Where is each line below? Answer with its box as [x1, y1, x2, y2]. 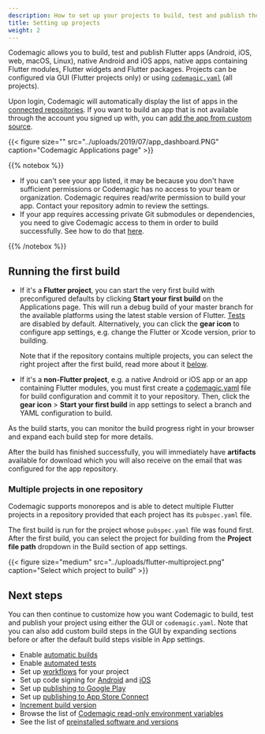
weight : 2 [8, 26, 41, 34]
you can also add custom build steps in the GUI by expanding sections [8, 627, 237, 636]
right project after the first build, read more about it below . [19, 360, 209, 369]
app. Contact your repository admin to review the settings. [19, 201, 210, 211]
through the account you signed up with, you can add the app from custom [8, 114, 252, 123]
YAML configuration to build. [19, 408, 113, 418]
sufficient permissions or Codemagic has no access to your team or [19, 185, 241, 194]
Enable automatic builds [19, 650, 99, 660]
